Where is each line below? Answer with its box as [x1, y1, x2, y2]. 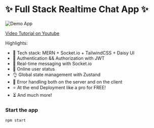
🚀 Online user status [12, 66, 55, 72]
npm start [5, 118, 26, 123]
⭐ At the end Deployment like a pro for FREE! [12, 84, 106, 90]
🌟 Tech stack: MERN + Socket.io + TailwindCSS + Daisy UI [12, 49, 135, 56]
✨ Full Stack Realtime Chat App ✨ [5, 4, 148, 15]
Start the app [5, 106, 38, 113]
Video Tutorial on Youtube [5, 30, 60, 36]
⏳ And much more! [12, 92, 52, 98]
